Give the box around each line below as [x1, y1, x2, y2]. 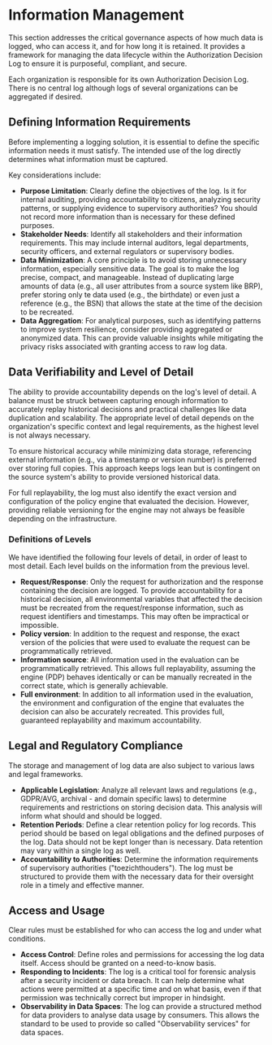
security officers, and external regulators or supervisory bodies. [19, 246, 235, 256]
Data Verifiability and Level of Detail [8, 365, 194, 380]
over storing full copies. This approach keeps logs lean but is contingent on [8, 463, 261, 473]
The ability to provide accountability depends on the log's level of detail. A [8, 387, 257, 397]
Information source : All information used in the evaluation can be [19, 654, 240, 665]
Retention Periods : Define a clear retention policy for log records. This [19, 819, 257, 829]
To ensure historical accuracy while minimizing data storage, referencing [8, 446, 252, 455]
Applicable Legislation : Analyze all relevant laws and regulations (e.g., [19, 784, 257, 795]
